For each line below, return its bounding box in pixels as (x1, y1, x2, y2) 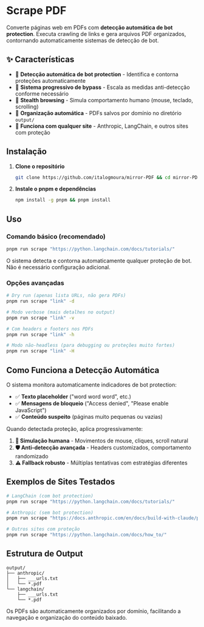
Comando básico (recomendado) (6, 232, 106, 240)
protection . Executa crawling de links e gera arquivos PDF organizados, (6, 30, 186, 37)
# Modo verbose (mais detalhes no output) (6, 309, 115, 315)
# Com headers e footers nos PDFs (6, 326, 94, 332)
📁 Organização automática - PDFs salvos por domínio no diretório (15, 109, 182, 116)
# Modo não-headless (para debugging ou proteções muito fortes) (6, 342, 175, 349)
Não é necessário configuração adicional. (6, 263, 110, 271)
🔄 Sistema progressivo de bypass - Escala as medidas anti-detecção (15, 83, 190, 91)
